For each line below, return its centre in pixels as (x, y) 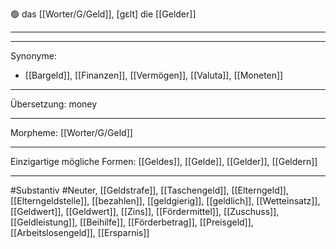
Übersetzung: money (54, 104)
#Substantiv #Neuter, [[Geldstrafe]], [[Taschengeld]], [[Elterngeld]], (149, 190)
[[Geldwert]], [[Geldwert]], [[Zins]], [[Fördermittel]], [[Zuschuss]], (145, 211)
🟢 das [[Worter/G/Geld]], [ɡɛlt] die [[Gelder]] (103, 14)
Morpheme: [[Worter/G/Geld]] (71, 132)
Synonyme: (33, 56)
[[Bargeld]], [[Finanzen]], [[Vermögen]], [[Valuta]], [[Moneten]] (154, 75)
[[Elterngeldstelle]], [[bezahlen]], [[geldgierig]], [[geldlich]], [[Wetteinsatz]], (165, 201)
